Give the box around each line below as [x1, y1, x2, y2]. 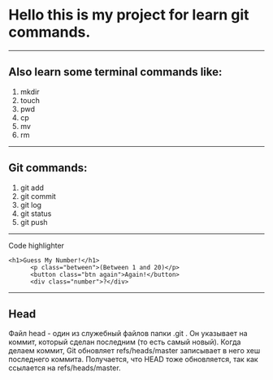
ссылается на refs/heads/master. [8, 363, 121, 373]
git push [19, 217, 48, 227]
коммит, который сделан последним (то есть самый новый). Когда [8, 337, 241, 347]
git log [19, 200, 42, 209]
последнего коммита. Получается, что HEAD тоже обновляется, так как [8, 355, 258, 365]
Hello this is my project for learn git [8, 6, 249, 24]
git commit [19, 191, 57, 201]
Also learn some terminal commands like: [8, 65, 223, 79]
